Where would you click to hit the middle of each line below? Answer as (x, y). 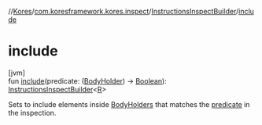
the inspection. (32, 112)
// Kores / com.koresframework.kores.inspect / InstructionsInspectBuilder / (124, 11)
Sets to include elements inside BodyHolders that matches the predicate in (129, 104)
